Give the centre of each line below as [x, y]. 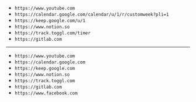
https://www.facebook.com [46, 93]
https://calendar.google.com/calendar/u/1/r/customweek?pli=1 [92, 15]
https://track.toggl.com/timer [52, 33]
